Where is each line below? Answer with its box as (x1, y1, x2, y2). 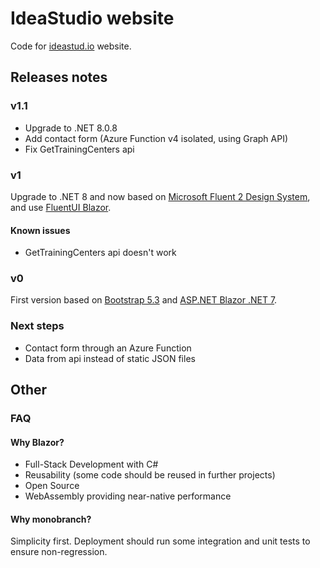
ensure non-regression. (10, 546, 108, 558)
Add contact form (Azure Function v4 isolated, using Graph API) (24, 132, 289, 144)
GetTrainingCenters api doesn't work (24, 247, 177, 259)
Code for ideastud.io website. (10, 40, 132, 52)
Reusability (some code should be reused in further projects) (24, 469, 276, 481)
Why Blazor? (10, 436, 65, 448)
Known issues (10, 224, 71, 236)
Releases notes (10, 69, 108, 86)
